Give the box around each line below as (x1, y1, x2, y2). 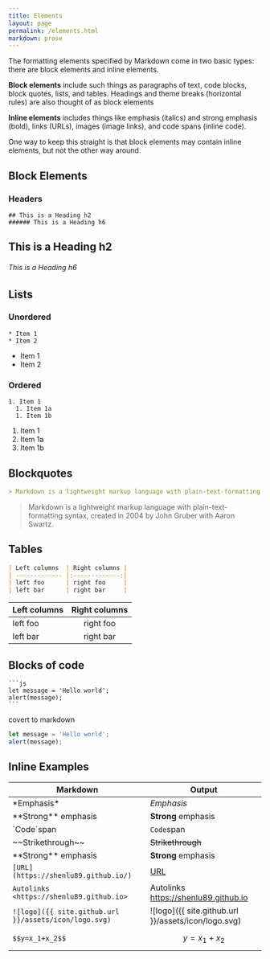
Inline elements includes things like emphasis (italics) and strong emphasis (8, 113, 258, 123)
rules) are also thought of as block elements (8, 97, 154, 107)
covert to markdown (8, 715, 76, 724)
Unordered (8, 311, 51, 322)
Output (190, 784, 219, 795)
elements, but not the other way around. (8, 145, 141, 155)
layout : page (8, 19, 52, 27)
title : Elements (8, 11, 63, 20)
